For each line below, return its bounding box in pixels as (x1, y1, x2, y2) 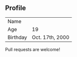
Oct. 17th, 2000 (32, 34, 70, 41)
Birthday (7, 34, 27, 41)
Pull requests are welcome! (5, 46, 60, 52)
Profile (5, 4, 26, 12)
